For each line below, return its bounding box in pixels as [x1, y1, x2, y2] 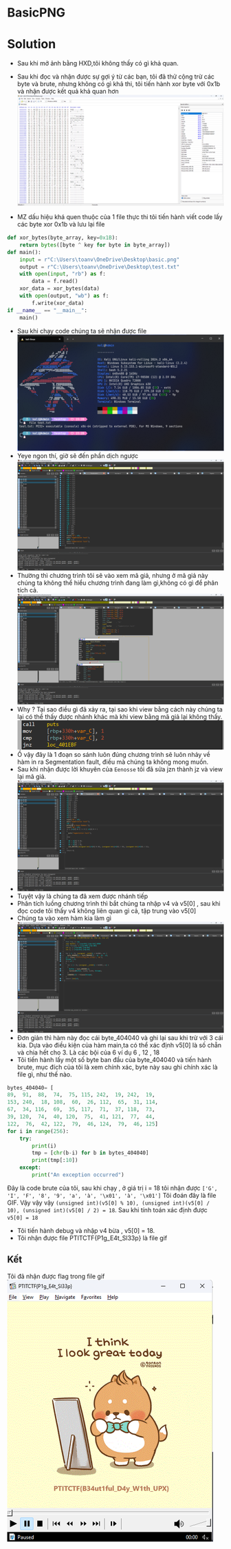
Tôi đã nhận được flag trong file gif [7, 1272, 105, 1280]
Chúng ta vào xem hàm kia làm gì [16, 914, 112, 922]
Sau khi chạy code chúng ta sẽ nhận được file [16, 326, 147, 335]
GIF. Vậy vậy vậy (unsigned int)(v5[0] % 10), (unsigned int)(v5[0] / [7, 1198, 210, 1207]
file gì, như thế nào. [16, 1070, 72, 1079]
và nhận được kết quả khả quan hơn [16, 87, 119, 96]
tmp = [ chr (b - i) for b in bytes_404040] [32, 1150, 149, 1156]
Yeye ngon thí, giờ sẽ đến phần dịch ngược [16, 451, 139, 459]
